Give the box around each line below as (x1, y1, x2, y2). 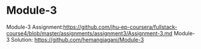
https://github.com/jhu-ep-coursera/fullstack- (63, 23, 177, 30)
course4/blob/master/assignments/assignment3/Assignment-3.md (6, 29, 173, 36)
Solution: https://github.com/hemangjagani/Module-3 (11, 36, 144, 43)
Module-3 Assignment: (6, 23, 64, 30)
